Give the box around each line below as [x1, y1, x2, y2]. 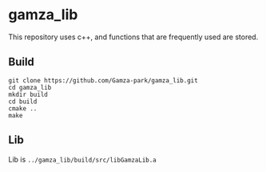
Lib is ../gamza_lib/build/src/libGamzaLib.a [8, 154, 157, 164]
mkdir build [8, 90, 48, 98]
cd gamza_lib [8, 83, 52, 91]
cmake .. [8, 104, 38, 113]
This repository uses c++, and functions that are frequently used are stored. [8, 32, 259, 42]
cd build [8, 98, 38, 106]
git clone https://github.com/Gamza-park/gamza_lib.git [8, 76, 198, 85]
